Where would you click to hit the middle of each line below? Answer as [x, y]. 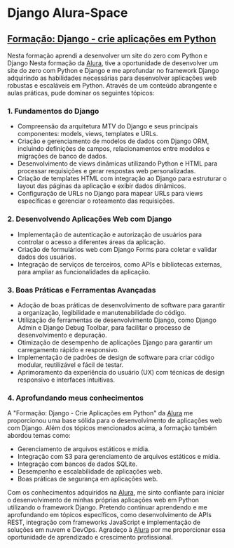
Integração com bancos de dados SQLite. [77, 464]
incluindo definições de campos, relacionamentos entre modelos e [113, 149]
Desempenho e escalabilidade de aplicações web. [90, 472]
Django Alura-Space [68, 13]
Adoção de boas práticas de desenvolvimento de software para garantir [121, 305]
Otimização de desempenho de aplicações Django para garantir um [115, 342]
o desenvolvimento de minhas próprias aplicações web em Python [103, 500]
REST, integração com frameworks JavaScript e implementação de [104, 522]
